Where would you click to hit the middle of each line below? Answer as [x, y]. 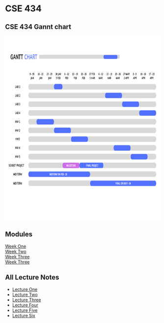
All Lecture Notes [32, 277]
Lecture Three [27, 300]
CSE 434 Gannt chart [38, 27]
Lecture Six [24, 315]
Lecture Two [25, 294]
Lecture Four [25, 305]
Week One [16, 246]
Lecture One [25, 289]
